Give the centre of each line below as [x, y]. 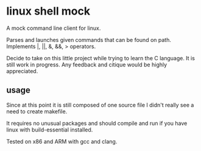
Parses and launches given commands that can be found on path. [89, 40]
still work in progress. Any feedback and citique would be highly [87, 65]
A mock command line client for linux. [54, 28]
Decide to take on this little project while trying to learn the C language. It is [100, 58]
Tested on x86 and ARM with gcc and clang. [62, 141]
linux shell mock [48, 11]
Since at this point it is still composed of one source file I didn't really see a [100, 105]
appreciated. [22, 71]
